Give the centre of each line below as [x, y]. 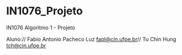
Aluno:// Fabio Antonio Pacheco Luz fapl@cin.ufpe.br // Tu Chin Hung [91, 39]
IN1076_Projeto [45, 11]
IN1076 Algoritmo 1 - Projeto [41, 27]
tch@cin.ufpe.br [26, 45]
